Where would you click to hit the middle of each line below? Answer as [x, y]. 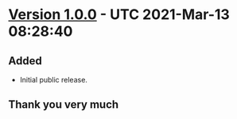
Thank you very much [64, 105]
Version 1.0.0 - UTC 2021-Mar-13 [119, 15]
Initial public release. [53, 80]
